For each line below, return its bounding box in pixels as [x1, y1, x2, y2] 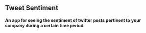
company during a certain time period [5, 22, 84, 28]
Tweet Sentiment [5, 4, 59, 12]
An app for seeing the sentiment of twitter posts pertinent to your [5, 17, 141, 23]
